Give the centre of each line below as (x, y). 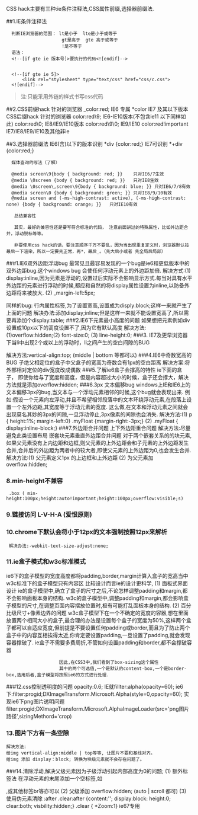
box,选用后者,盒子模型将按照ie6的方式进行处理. (58, 675)
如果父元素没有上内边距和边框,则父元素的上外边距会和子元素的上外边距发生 (98, 443)
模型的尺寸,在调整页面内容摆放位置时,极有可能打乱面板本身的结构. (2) (95, 605)
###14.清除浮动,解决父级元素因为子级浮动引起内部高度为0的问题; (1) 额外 (95, 771)
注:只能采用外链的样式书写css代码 (62, 96)
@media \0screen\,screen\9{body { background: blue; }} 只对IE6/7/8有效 (101, 187)
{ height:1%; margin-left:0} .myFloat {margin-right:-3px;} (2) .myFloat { (92, 421)
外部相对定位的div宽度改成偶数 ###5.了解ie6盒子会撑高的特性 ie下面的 (92, 370)
